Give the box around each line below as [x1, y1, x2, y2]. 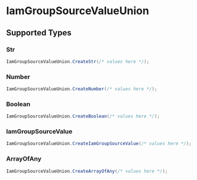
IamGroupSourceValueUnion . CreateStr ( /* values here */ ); [6, 58, 150, 64]
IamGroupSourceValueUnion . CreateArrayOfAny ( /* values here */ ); [6, 168, 168, 174]
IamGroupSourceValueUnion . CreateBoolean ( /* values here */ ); [6, 113, 160, 119]
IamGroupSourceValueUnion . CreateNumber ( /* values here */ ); [6, 86, 158, 92]
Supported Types [6, 28, 72, 38]
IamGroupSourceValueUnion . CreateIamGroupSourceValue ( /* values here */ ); [6, 140, 192, 147]
